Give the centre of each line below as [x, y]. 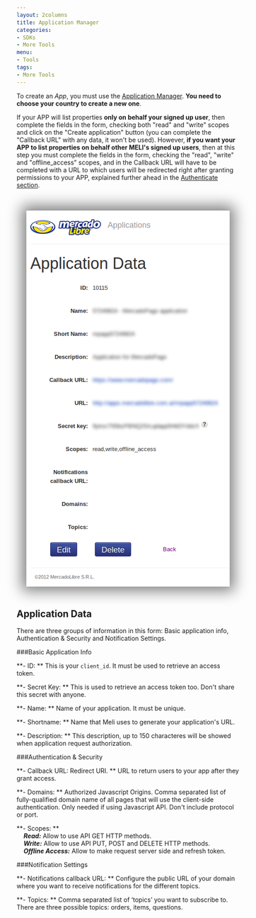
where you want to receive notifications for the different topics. [108, 886]
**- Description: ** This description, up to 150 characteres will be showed [124, 736]
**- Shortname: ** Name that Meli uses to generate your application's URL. [126, 722]
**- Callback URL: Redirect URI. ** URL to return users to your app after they [128, 771]
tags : [24, 67]
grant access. [36, 778]
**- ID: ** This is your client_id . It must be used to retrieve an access [118, 666]
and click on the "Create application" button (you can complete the [114, 132]
